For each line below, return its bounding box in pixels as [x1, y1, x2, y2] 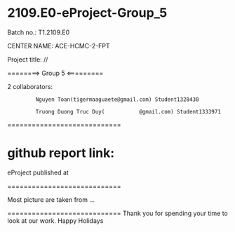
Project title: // [7, 55, 48, 64]
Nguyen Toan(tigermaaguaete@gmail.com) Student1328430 [35, 96, 199, 103]
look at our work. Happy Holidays [7, 216, 104, 225]
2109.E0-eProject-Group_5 [7, 5, 168, 21]
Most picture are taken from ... [7, 195, 95, 204]
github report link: [7, 145, 115, 161]
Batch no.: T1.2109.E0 [7, 28, 70, 36]
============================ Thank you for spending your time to [7, 209, 228, 217]
